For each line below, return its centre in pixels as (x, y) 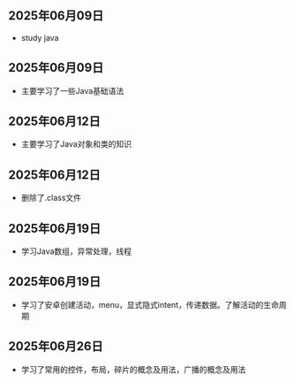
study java (40, 37)
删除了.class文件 (51, 198)
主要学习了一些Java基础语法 (72, 90)
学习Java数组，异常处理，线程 (76, 251)
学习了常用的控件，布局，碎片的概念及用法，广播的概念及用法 (133, 369)
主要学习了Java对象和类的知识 (76, 144)
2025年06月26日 (56, 346)
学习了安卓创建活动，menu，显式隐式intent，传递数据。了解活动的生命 (150, 304)
